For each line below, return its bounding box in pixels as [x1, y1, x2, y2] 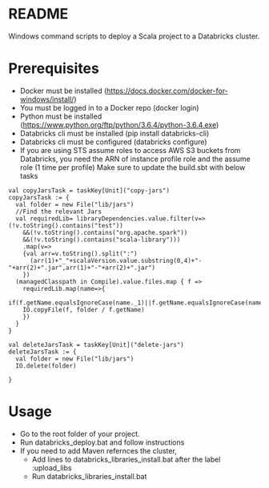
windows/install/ [19, 94, 74, 104]
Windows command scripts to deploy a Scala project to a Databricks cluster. [8, 31, 260, 41]
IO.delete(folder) [15, 361, 78, 369]
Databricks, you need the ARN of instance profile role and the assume [19, 154, 251, 163]
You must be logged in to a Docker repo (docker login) [19, 103, 199, 112]
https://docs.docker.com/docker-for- [106, 86, 228, 95]
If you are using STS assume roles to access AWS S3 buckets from [19, 145, 241, 155]
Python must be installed [19, 111, 102, 121]
